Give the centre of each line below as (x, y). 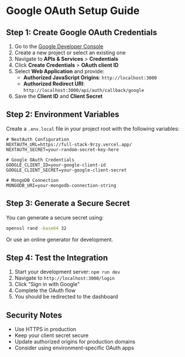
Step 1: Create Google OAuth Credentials (82, 32)
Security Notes (34, 315)
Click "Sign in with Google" (47, 284)
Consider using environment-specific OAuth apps (74, 348)
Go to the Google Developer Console (59, 46)
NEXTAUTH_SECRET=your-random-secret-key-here (62, 150)
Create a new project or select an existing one (70, 53)
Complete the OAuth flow (45, 290)
